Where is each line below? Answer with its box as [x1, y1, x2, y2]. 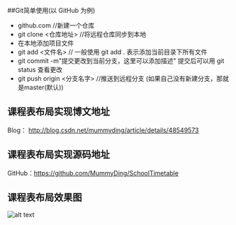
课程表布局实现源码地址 [7, 149, 110, 161]
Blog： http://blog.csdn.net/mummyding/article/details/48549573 [7, 126, 199, 134]
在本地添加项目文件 [17, 39, 74, 47]
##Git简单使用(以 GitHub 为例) [7, 6, 96, 14]
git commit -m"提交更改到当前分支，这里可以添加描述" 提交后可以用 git [17, 57, 225, 65]
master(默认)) [23, 83, 64, 91]
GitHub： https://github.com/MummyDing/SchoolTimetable [7, 168, 179, 177]
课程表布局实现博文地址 [7, 105, 110, 118]
